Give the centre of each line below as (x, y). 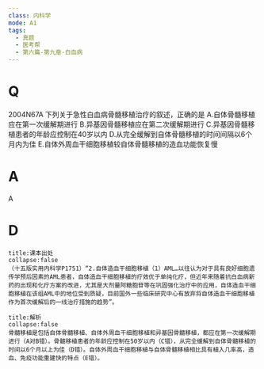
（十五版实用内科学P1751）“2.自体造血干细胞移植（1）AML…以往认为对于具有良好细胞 (129, 268)
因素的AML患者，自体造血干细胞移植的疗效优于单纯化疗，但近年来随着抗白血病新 (143, 277)
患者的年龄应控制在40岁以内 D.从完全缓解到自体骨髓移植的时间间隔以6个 (134, 134)
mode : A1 (23, 23)
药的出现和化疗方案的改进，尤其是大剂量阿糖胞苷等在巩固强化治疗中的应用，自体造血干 (129, 285)
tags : (17, 30)
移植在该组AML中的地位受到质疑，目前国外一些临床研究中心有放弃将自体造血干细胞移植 (134, 294)
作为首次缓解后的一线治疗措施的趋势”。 (63, 302)
